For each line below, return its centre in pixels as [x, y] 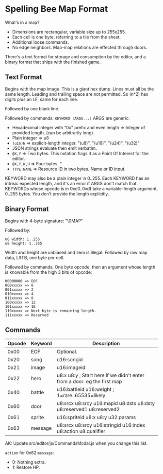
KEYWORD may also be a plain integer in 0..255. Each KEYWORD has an [77, 178]
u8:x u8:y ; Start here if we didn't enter [100, 375]
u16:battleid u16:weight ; [85, 389]
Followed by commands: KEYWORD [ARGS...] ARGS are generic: [67, 118]
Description [106, 344]
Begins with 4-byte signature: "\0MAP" [44, 221]
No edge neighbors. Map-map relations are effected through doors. [80, 47]
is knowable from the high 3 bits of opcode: [49, 272]
